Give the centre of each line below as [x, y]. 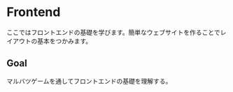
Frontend [34, 12]
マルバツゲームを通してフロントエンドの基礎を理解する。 [89, 81]
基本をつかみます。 [64, 41]
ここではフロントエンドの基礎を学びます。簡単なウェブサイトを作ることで [114, 32]
